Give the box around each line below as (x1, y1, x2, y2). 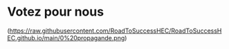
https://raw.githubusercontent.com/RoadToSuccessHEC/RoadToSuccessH (9, 27, 222, 35)
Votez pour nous (7, 4, 104, 20)
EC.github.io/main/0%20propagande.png (7, 33, 125, 42)
